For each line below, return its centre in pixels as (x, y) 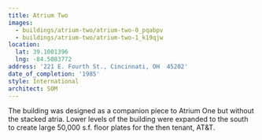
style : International (44, 81)
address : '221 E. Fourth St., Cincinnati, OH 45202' (98, 67)
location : (24, 45)
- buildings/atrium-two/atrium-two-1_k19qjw (89, 37)
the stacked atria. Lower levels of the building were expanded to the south (128, 120)
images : (21, 23)
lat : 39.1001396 (42, 52)
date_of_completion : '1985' (54, 74)
